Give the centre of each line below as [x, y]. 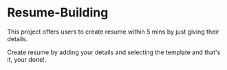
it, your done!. [27, 59]
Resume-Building [58, 13]
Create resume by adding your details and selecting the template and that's [114, 52]
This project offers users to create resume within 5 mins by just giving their [113, 32]
